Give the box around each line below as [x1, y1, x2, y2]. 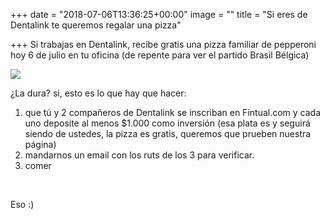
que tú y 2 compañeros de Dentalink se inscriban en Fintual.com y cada [24, 107, 322, 118]
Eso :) [10, 199, 35, 210]
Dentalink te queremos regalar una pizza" [10, 19, 182, 31]
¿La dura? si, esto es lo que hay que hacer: [10, 87, 187, 99]
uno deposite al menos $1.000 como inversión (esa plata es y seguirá [24, 117, 311, 129]
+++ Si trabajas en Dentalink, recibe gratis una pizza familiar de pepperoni [10, 39, 317, 50]
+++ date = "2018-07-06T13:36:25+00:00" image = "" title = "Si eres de [10, 9, 308, 20]
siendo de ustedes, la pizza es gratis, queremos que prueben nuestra [24, 128, 312, 139]
